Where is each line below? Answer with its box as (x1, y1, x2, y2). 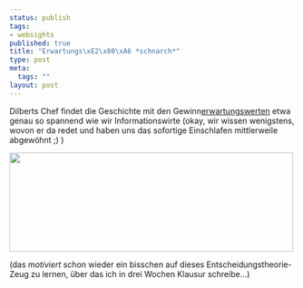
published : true (9, 38, 71, 48)
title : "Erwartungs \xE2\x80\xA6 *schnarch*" (9, 47, 181, 56)
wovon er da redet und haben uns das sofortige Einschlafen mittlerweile (9, 124, 279, 136)
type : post (9, 55, 51, 64)
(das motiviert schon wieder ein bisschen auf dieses (9, 259, 205, 270)
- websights (9, 30, 54, 39)
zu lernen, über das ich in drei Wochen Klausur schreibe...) (30, 268, 250, 279)
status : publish (9, 13, 71, 23)
